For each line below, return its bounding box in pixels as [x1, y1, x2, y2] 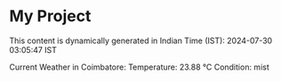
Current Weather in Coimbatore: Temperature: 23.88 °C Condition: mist [9, 62, 269, 72]
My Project [9, 6, 92, 26]
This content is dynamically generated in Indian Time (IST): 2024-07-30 [9, 35, 273, 46]
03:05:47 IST [9, 44, 58, 55]
